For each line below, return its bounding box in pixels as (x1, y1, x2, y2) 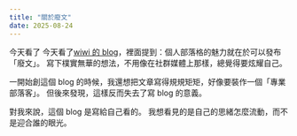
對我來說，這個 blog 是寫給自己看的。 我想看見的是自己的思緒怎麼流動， (9, 106, 273, 117)
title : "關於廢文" (9, 12, 73, 22)
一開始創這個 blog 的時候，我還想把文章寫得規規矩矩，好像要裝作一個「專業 (9, 76, 286, 87)
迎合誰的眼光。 (16, 117, 72, 128)
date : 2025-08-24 (9, 21, 74, 30)
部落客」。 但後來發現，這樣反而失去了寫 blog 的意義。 (9, 87, 207, 98)
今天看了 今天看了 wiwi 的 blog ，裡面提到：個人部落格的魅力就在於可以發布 (9, 46, 282, 57)
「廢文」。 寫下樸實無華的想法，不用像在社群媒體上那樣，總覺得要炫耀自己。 (9, 57, 287, 68)
